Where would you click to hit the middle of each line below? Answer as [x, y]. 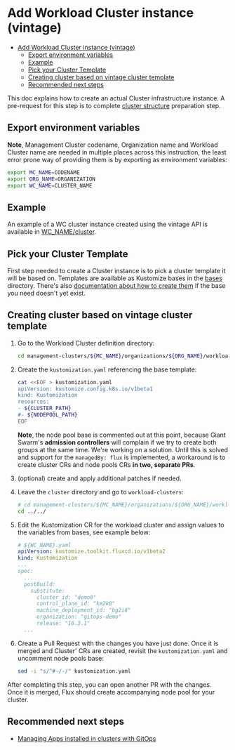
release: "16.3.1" [63, 624]
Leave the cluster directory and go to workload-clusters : [100, 492]
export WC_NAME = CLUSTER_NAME [50, 185]
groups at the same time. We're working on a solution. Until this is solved [122, 449]
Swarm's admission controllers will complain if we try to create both [117, 442]
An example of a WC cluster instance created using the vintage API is [108, 224]
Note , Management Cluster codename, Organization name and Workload [113, 145]
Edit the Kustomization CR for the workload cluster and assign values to [121, 525]
